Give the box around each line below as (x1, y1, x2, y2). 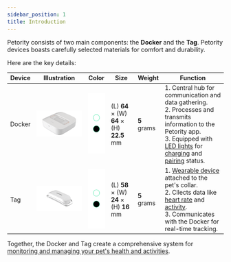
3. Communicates (164, 210, 215, 218)
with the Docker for (164, 217, 219, 226)
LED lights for (164, 142, 203, 150)
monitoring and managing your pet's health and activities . (7, 247, 170, 255)
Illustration (43, 74, 76, 82)
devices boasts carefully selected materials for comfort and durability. (7, 45, 206, 53)
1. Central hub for (164, 84, 215, 92)
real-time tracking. (164, 224, 219, 233)
